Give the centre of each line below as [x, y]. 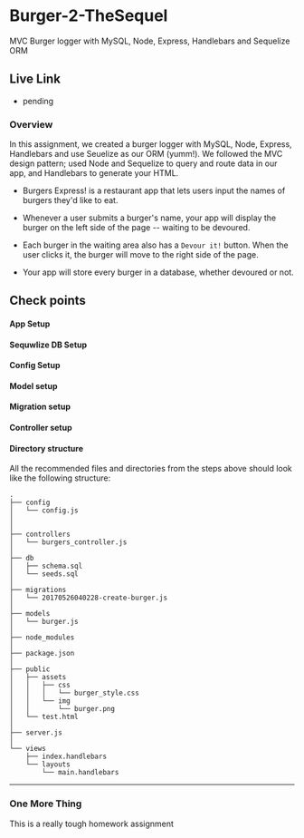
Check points [47, 301]
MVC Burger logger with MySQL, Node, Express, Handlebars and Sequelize [150, 41]
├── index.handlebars [66, 757]
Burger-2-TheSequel [89, 16]
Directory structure [47, 448]
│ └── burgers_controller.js [68, 542]
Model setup [33, 385]
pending [38, 101]
